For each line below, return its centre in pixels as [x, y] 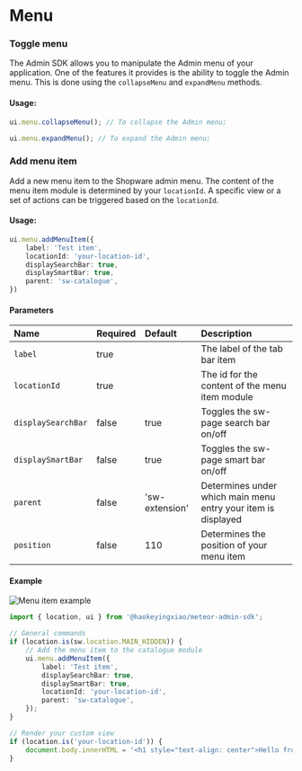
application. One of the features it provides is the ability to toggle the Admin [149, 73]
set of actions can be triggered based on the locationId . [114, 199]
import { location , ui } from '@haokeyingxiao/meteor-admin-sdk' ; [136, 617]
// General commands [48, 634]
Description [226, 333]
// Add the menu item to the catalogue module [114, 651]
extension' [166, 509]
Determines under [239, 486]
